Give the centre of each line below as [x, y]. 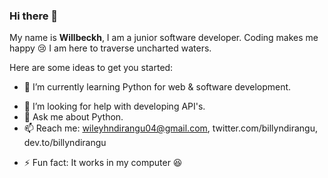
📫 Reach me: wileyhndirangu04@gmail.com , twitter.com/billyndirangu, [170, 128]
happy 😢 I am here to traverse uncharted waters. [110, 48]
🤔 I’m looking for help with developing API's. [114, 106]
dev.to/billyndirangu [65, 143]
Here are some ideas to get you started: [91, 68]
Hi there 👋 [34, 16]
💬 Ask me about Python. [73, 117]
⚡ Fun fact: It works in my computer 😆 [103, 163]
